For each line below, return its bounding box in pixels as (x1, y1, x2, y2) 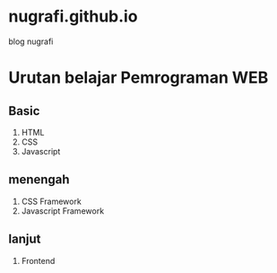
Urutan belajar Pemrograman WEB (8, 67, 269, 88)
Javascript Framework (21, 205, 105, 216)
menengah (8, 172, 70, 188)
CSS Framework (21, 196, 82, 207)
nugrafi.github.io (8, 6, 138, 27)
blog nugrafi (8, 36, 54, 47)
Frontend (21, 255, 56, 266)
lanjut (8, 232, 41, 247)
